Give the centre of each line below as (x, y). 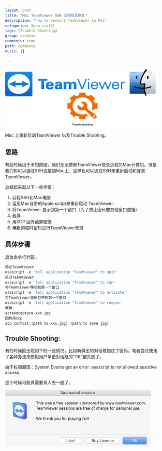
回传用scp (14, 318)
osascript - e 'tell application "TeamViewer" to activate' (66, 293)
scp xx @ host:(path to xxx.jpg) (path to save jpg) (57, 323)
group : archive (20, 36)
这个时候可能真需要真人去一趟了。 (39, 383)
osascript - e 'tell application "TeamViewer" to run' (60, 282)
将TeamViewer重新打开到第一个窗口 (36, 298)
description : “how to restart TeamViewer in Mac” (56, 20)
